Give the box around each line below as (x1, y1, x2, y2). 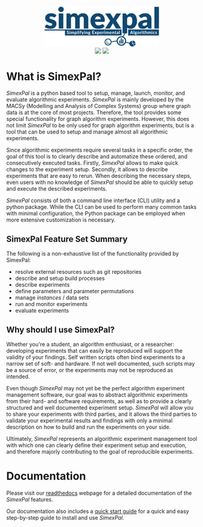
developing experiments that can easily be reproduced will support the (6, 347, 183, 354)
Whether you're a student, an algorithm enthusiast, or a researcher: (6, 341, 175, 348)
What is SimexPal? (6, 69, 102, 83)
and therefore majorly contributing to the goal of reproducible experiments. (6, 447, 194, 455)
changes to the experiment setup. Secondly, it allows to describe (6, 166, 168, 173)
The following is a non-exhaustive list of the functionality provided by (6, 250, 179, 257)
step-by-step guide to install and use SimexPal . (6, 514, 124, 521)
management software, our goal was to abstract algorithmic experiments (6, 391, 188, 398)
